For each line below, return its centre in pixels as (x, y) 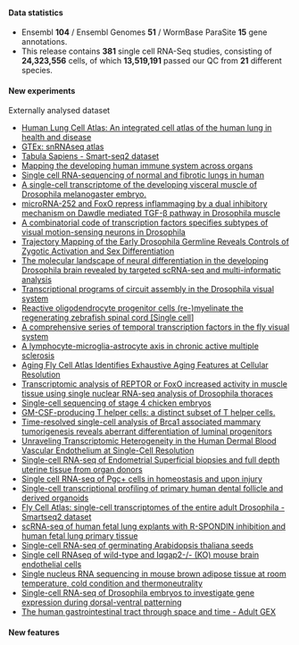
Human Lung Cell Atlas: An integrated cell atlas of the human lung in (146, 128)
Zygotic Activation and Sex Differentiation (98, 251)
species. (37, 71)
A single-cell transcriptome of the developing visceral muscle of (139, 185)
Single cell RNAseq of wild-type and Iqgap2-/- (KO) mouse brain (140, 555)
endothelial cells (51, 565)
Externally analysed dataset (59, 111)
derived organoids (55, 498)
